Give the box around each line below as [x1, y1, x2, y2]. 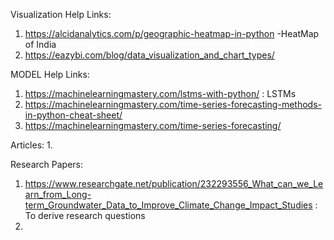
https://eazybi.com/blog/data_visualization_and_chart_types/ [24, 49, 275, 61]
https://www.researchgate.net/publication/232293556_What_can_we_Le [24, 178, 324, 189]
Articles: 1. [10, 139, 53, 151]
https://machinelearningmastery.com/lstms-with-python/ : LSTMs [24, 88, 297, 99]
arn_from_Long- [24, 189, 92, 200]
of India [24, 39, 57, 50]
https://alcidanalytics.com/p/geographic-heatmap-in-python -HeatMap [24, 28, 320, 39]
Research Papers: [10, 159, 83, 170]
